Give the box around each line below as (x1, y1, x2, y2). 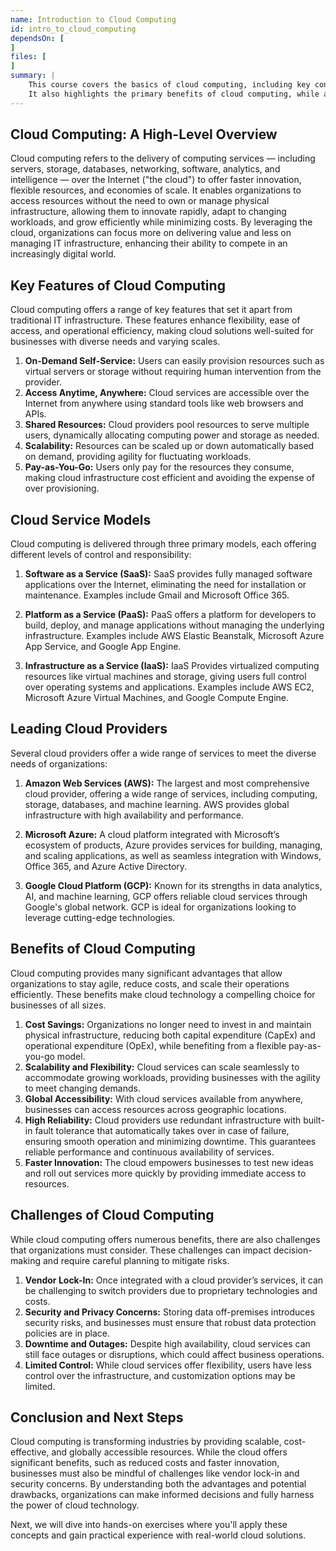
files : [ (10, 52, 47, 62)
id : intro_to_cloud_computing (10, 24, 137, 34)
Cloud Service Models (10, 511, 152, 528)
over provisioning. (24, 482, 100, 495)
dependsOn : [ (10, 33, 65, 43)
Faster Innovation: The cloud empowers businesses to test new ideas (24, 1156, 314, 1168)
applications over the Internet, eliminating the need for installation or (24, 579, 307, 591)
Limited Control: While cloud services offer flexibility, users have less (24, 1359, 312, 1371)
